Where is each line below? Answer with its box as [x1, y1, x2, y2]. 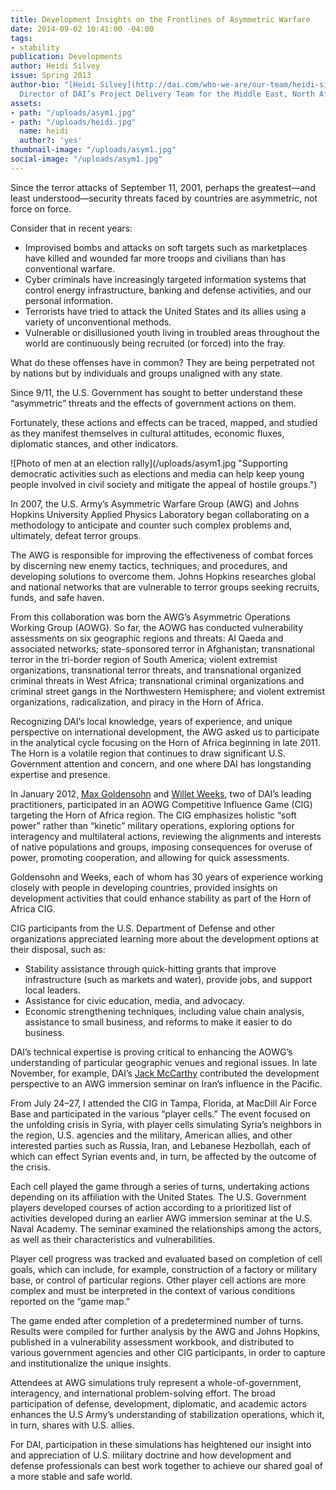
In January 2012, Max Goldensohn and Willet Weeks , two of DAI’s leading [10, 787, 312, 800]
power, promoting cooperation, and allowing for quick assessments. [10, 851, 290, 863]
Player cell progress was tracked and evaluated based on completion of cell [10, 1252, 323, 1265]
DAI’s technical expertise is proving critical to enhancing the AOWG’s [10, 1046, 293, 1058]
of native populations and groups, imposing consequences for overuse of [10, 841, 313, 853]
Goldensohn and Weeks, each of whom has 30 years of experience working [10, 871, 324, 883]
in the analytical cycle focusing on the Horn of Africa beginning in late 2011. [10, 736, 321, 748]
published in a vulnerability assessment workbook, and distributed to [10, 1336, 295, 1348]
